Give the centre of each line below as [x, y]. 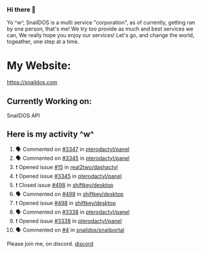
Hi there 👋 [22, 10]
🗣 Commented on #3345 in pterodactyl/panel [72, 158]
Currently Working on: [49, 101]
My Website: [39, 66]
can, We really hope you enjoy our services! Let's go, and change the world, [101, 35]
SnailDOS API [23, 115]
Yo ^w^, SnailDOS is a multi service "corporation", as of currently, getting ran [101, 23]
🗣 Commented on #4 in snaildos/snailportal [70, 230]
